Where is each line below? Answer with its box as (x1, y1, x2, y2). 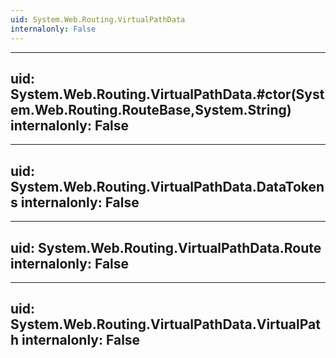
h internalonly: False (10, 332, 141, 349)
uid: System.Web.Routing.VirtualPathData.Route (10, 239, 322, 256)
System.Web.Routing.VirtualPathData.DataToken (10, 178, 325, 195)
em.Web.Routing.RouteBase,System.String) (10, 101, 292, 118)
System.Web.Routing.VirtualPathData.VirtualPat (10, 316, 321, 333)
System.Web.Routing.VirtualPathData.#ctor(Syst (10, 86, 325, 103)
